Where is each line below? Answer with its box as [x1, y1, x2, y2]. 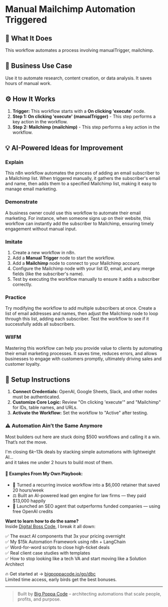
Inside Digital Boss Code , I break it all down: [5, 523, 96, 529]
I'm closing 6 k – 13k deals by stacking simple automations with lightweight [5, 449, 156, 455]
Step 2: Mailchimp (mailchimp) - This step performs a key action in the [12, 124, 160, 130]
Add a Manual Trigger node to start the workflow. [12, 255, 115, 261]
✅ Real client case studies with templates [5, 550, 90, 556]
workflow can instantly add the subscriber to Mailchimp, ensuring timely [5, 220, 154, 226]
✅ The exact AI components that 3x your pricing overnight [5, 533, 125, 539]
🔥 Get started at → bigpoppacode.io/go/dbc [5, 571, 96, 577]
